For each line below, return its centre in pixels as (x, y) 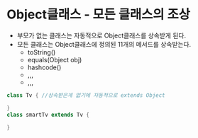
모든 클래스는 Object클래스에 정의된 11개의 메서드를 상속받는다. (104, 44)
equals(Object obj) (55, 59)
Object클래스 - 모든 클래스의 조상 (99, 15)
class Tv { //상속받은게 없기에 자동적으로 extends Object (86, 95)
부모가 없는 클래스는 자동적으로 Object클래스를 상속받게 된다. (101, 35)
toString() (42, 52)
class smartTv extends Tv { (48, 115)
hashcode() (44, 67)
